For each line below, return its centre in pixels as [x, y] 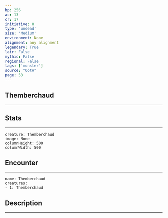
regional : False [22, 61]
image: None [17, 139]
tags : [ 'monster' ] [24, 66]
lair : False [17, 52]
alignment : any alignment [32, 43]
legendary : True [22, 47]
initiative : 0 [20, 24]
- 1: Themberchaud [24, 188]
